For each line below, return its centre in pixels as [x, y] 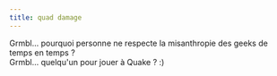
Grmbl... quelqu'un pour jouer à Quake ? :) [87, 62]
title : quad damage [46, 17]
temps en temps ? [43, 52]
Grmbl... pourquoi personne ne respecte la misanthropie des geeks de [139, 43]
